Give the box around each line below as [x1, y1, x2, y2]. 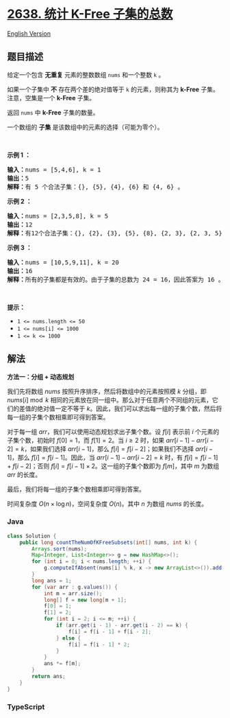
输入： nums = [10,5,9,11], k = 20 [7, 258, 120, 266]
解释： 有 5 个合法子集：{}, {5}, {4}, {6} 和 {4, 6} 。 [7, 183, 184, 191]
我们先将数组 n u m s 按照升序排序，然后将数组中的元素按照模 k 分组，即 [7, 387, 207, 395]
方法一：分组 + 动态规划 [7, 372, 75, 381]
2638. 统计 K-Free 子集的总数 [7, 6, 173, 22]
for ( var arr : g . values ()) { [31, 583, 118, 590]
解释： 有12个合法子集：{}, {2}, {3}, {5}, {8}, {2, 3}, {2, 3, [7, 229, 212, 237]
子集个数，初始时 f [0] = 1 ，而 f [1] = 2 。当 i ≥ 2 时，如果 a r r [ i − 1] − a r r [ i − [7, 436, 214, 444]
